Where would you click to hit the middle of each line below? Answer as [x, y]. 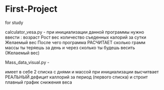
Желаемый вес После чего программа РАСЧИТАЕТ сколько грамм [75, 42]
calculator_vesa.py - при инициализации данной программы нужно [75, 32]
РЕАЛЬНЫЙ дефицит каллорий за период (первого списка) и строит [76, 77]
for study [14, 22]
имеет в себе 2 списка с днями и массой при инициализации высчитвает [82, 71]
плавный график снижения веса [39, 82]
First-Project [31, 9]
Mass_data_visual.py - [27, 62]
